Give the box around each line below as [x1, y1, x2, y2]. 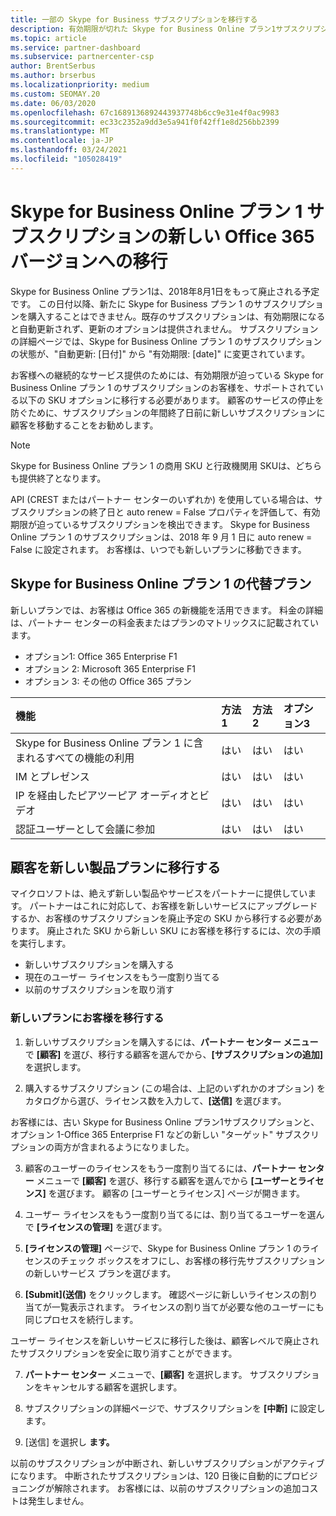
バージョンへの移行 [10, 250, 168, 273]
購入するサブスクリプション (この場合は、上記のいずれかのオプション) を [24, 1082, 326, 1094]
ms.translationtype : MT [10, 126, 110, 136]
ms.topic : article [10, 33, 87, 43]
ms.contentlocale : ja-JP [10, 136, 114, 146]
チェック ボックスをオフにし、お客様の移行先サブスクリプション [59, 1254, 326, 1266]
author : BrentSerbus [10, 61, 97, 71]
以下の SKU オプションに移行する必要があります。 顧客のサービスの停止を [18, 394, 325, 406]
